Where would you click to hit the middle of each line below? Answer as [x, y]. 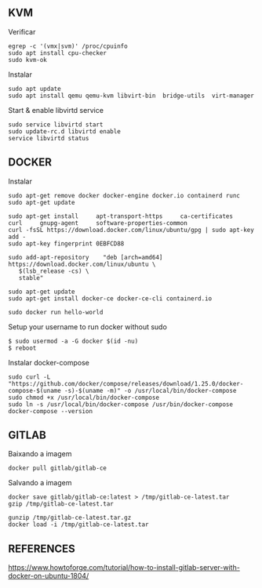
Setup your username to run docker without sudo [87, 327]
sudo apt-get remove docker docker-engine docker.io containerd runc [124, 195]
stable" [31, 278]
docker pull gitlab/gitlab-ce [58, 468]
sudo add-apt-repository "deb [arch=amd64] [86, 257]
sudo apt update [35, 89]
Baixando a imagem [40, 454]
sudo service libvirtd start [56, 125]
